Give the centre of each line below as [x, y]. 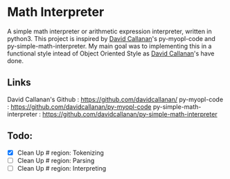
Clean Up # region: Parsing [56, 160]
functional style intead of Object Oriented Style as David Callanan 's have [111, 53]
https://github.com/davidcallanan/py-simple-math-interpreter [130, 114]
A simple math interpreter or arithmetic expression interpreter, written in [110, 31]
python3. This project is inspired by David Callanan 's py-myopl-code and [112, 38]
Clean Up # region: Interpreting [62, 168]
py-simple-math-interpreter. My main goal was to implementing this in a [109, 46]
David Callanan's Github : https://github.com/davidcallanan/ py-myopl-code [115, 99]
